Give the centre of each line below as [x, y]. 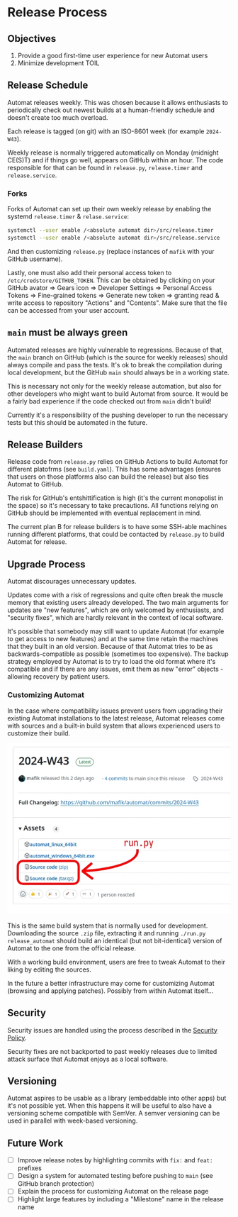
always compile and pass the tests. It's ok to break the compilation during [115, 365]
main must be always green [68, 333]
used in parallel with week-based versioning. [73, 1121]
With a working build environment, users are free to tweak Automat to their [116, 962]
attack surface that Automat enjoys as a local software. [88, 1059]
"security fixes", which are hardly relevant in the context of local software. [115, 618]
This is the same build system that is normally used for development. [108, 926]
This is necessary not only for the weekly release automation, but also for [114, 386]
